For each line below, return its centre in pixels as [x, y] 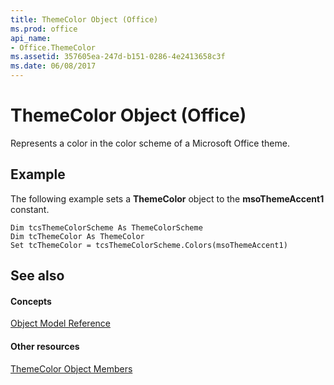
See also [37, 276]
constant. [30, 209]
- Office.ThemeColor [53, 47]
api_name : [31, 38]
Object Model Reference [60, 323]
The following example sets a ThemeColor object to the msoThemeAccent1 [167, 198]
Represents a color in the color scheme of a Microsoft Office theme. [150, 143]
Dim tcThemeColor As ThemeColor [77, 236]
